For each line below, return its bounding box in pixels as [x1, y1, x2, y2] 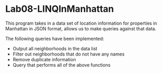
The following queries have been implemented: [5, 35, 104, 42]
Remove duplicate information [12, 56, 76, 62]
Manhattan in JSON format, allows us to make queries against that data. [5, 25, 157, 31]
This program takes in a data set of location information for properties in [5, 20, 157, 26]
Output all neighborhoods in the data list [12, 45, 98, 51]
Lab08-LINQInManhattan [5, 3, 114, 15]
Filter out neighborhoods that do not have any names [12, 51, 125, 57]
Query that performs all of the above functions [12, 62, 111, 68]
